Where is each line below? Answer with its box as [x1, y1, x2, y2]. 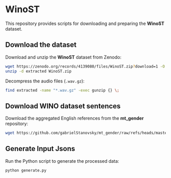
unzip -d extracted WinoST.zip [5, 69, 72, 74]
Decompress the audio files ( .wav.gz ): [5, 78, 85, 84]
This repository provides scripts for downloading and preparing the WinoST [5, 20, 164, 26]
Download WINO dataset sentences [5, 102, 121, 110]
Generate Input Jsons [5, 144, 75, 153]
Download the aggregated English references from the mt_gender [5, 115, 144, 122]
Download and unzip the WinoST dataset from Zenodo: [5, 54, 122, 60]
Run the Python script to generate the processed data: [5, 158, 120, 164]
